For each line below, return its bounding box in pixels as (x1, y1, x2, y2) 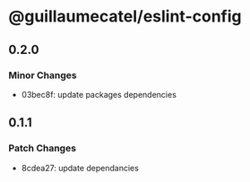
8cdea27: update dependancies (21, 162, 140, 173)
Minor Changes (8, 69, 77, 82)
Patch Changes (8, 142, 77, 154)
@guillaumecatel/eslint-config (8, 6, 242, 27)
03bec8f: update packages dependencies (21, 89, 177, 100)
